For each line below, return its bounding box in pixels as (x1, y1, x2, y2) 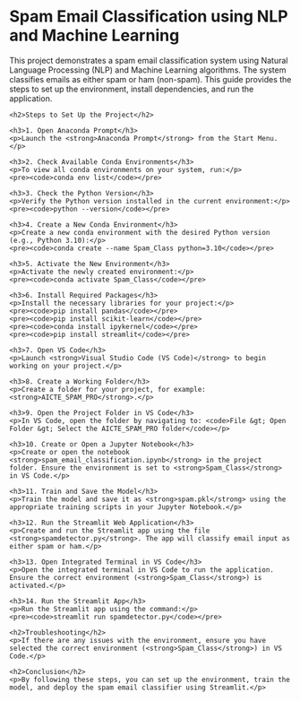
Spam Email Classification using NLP (9, 6, 288, 27)
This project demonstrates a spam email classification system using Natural (9, 55, 288, 65)
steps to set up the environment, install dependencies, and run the (9, 83, 254, 94)
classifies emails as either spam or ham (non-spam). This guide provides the (9, 74, 292, 84)
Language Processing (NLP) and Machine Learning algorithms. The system (9, 65, 287, 75)
